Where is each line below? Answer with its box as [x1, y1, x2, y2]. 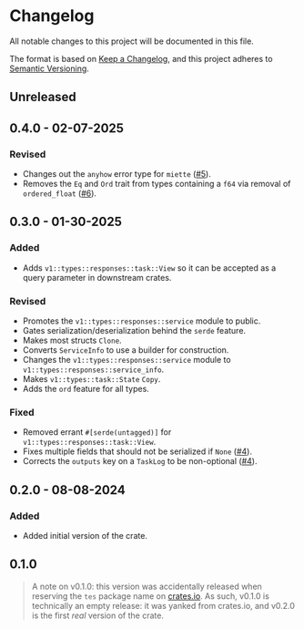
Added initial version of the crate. [22, 530, 148, 541]
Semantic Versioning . [9, 63, 89, 74]
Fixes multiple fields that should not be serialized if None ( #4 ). [22, 446, 253, 457]
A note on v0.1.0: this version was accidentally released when [31, 581, 262, 592]
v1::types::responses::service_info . [22, 364, 165, 375]
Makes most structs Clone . [22, 335, 122, 345]
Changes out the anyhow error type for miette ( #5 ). [22, 169, 211, 180]
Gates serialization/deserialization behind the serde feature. [22, 325, 247, 335]
